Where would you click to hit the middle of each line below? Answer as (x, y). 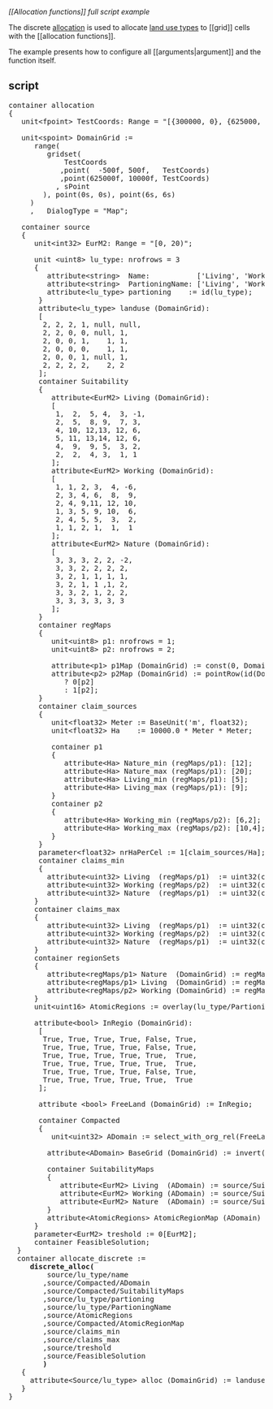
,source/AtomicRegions (88, 1315)
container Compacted (79, 1120)
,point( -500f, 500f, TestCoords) (135, 170)
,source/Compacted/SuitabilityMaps (113, 1291)
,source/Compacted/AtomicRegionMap (113, 1323)
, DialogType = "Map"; (79, 211)
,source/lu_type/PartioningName (107, 1307)
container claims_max (77, 909)
